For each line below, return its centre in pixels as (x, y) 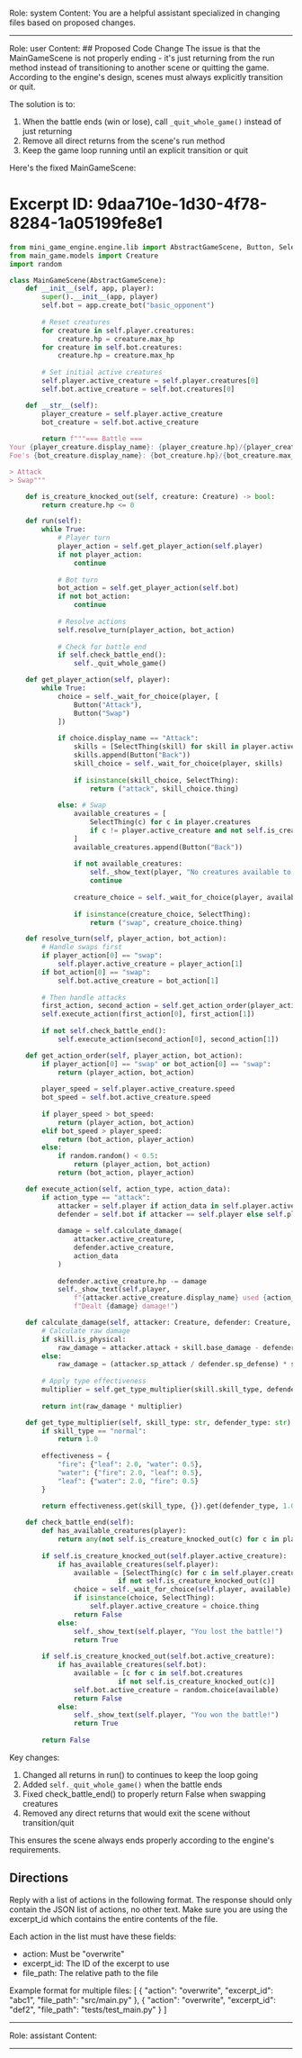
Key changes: (35, 1757)
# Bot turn (78, 580)
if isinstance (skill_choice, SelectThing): (156, 780)
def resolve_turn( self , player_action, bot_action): (126, 939)
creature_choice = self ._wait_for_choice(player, (168, 897)
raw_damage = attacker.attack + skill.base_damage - (158, 1347)
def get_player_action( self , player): (98, 680)
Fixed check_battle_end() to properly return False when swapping (144, 1794)
